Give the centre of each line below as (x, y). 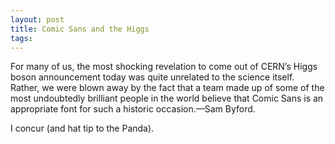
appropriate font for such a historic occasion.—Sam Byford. (133, 109)
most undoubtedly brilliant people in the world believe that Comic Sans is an (167, 98)
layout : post (37, 19)
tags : (21, 38)
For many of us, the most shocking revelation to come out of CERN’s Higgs (164, 67)
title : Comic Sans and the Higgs (80, 29)
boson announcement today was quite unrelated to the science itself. (152, 77)
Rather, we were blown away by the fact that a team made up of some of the (167, 88)
